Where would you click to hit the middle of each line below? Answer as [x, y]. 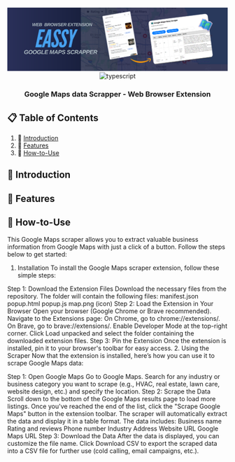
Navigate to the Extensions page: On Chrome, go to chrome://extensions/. [114, 318]
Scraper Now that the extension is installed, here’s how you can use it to [111, 355]
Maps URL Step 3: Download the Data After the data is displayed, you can [113, 435]
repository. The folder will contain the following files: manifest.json [103, 296]
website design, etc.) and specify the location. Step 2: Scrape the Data [109, 391]
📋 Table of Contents [53, 118]
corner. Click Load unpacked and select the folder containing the [101, 333]
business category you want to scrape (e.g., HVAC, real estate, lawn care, [114, 384]
